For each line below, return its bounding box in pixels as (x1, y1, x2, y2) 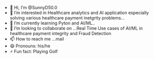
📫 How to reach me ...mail (9, 36, 64, 41)
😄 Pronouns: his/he (9, 43, 50, 49)
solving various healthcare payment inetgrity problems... (9, 15, 125, 20)
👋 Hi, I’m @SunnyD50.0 (9, 5, 58, 10)
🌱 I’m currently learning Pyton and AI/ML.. (9, 20, 95, 26)
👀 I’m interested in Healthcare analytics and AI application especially (9, 10, 149, 16)
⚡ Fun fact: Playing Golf (9, 49, 58, 54)
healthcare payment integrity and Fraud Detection (9, 31, 112, 36)
